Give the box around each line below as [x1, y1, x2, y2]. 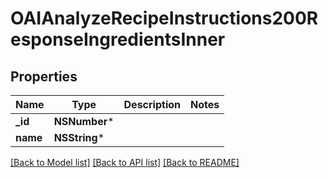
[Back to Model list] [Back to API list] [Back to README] [10, 157, 240, 168]
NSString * [53, 131, 105, 144]
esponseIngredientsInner [10, 28, 226, 51]
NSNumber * [53, 115, 115, 128]
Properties [10, 68, 78, 85]
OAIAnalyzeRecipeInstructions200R [10, 7, 319, 30]
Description [123, 98, 181, 111]
